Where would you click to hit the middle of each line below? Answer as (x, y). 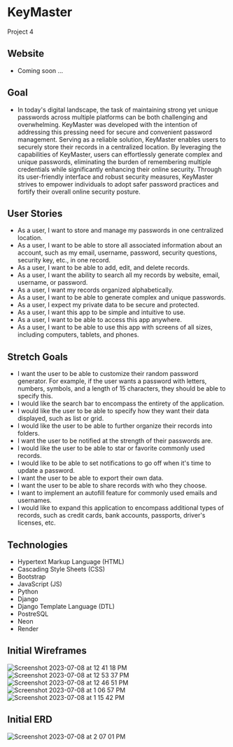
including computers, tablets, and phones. (78, 335)
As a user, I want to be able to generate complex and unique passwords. (121, 297)
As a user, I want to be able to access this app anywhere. (99, 320)
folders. (28, 433)
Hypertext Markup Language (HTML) (71, 561)
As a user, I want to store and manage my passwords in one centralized (120, 230)
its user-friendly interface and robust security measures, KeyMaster (115, 177)
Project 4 (20, 32)
